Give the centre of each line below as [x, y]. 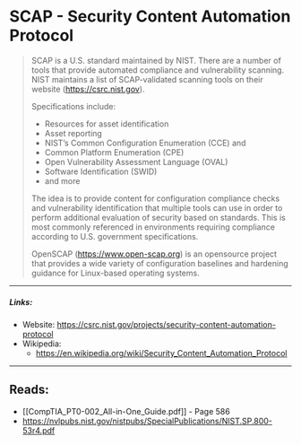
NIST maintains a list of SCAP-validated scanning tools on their [147, 79]
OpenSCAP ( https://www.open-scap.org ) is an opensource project [154, 254]
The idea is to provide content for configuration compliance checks [155, 198]
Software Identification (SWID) [101, 171]
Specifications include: [73, 106]
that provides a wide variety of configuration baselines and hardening [159, 263]
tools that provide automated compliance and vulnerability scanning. [158, 70]
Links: [21, 301]
